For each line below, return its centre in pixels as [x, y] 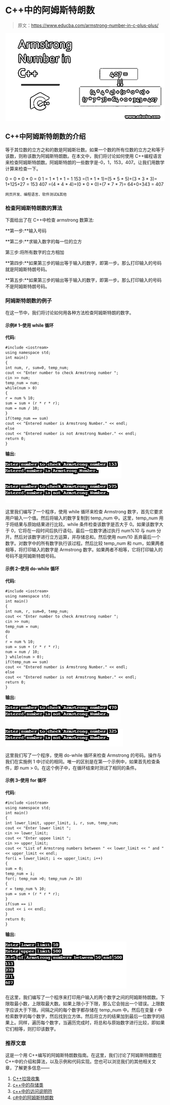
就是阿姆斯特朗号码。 [27, 269]
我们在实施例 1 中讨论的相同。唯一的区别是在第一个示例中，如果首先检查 [80, 761]
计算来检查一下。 [23, 169]
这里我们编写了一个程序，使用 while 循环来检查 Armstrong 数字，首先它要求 [84, 512]
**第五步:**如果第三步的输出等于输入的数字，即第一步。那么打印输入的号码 [83, 280]
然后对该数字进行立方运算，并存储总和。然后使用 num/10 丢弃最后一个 [87, 537]
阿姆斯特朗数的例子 [29, 301]
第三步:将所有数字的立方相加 [35, 252]
